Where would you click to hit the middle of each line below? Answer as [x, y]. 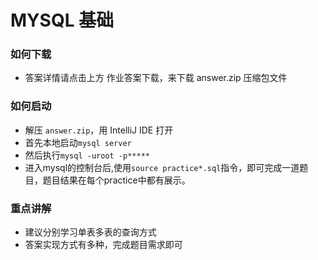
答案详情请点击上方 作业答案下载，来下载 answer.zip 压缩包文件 [156, 78]
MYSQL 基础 [62, 20]
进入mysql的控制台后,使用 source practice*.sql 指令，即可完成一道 [162, 167]
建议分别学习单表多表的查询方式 [90, 232]
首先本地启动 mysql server [78, 142]
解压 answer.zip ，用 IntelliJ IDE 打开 [99, 130]
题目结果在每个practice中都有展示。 [116, 180]
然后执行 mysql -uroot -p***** [87, 155]
